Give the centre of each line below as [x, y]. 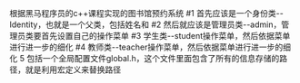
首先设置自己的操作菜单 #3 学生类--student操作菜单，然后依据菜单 [165, 36]
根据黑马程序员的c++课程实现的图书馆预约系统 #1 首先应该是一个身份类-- [146, 13]
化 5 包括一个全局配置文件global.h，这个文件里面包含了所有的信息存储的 [145, 58]
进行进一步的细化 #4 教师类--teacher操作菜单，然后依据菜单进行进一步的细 [150, 47]
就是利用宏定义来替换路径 [73, 69]
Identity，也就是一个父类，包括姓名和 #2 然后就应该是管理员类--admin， [145, 24]
